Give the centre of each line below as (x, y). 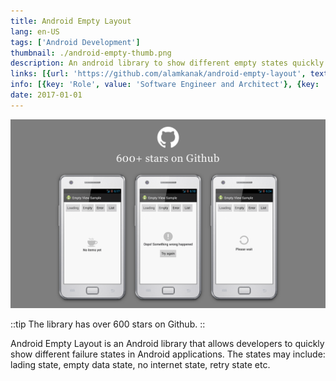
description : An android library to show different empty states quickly (167, 63)
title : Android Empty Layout (71, 21)
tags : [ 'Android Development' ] (75, 42)
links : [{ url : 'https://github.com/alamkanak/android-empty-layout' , (158, 74)
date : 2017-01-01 (46, 95)
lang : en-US (35, 31)
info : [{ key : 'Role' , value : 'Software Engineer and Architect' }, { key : (165, 85)
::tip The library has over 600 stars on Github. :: (108, 324)
